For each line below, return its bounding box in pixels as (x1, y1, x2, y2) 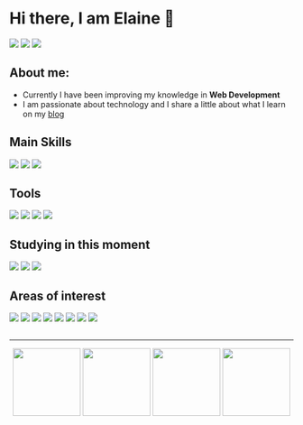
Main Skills (9, 134, 72, 150)
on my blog (22, 108, 65, 119)
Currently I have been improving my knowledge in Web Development (22, 89, 280, 100)
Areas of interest (9, 288, 106, 303)
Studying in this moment (9, 236, 151, 252)
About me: (9, 65, 70, 80)
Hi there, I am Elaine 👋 (9, 8, 175, 29)
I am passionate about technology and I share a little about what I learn (22, 98, 286, 109)
